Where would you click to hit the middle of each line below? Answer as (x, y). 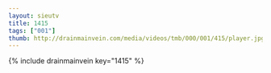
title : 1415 (28, 23)
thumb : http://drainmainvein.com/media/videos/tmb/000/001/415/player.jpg (137, 38)
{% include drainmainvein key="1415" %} (76, 61)
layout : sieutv (34, 16)
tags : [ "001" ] (32, 30)
